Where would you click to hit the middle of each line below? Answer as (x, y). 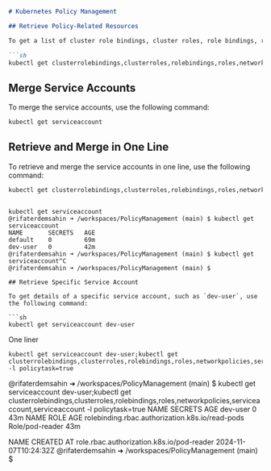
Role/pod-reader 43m (44, 426)
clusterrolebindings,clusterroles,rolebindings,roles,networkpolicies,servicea (134, 400)
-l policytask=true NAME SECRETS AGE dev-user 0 (172, 409)
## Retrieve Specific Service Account (73, 282)
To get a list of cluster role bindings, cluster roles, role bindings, (133, 40)
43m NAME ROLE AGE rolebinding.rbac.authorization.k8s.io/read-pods (126, 417)
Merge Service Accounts (72, 88)
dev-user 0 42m (52, 247)
